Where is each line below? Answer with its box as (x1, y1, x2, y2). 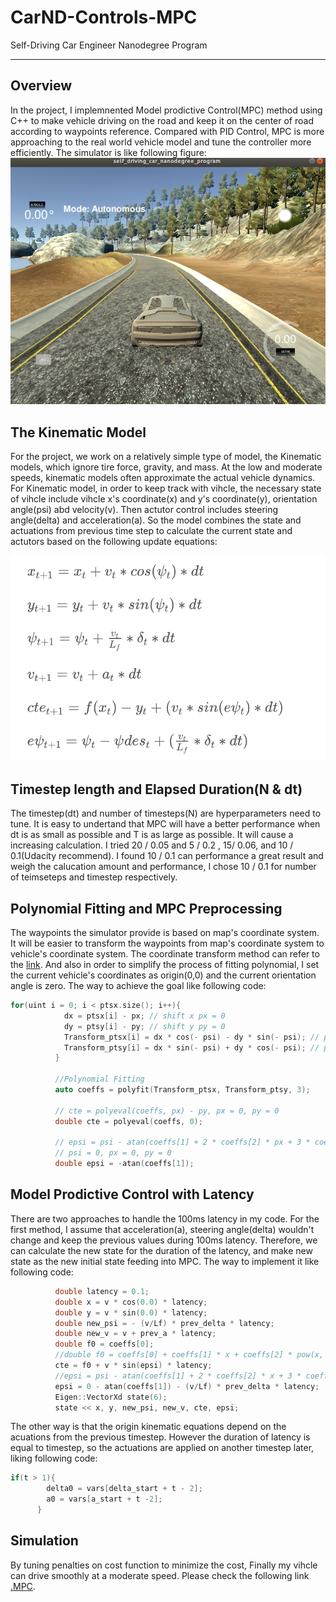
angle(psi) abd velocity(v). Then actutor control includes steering (10, 504, 279, 516)
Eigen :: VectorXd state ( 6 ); (54, 1392, 168, 1402)
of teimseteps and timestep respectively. (10, 871, 178, 883)
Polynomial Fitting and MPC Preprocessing (10, 900, 283, 917)
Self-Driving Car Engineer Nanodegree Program (10, 39, 208, 51)
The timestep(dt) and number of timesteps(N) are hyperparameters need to (10, 807, 322, 820)
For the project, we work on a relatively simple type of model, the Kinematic (10, 451, 322, 463)
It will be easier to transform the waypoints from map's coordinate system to (10, 937, 325, 950)
